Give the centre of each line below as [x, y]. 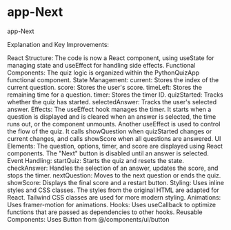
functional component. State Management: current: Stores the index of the [113, 79]
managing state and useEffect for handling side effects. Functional [101, 65]
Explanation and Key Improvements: [58, 44]
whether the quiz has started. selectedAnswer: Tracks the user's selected [112, 102]
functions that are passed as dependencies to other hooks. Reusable [105, 212]
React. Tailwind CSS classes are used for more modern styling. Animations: [114, 197]
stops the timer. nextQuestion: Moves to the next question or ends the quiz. [114, 175]
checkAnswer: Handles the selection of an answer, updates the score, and [113, 168]
